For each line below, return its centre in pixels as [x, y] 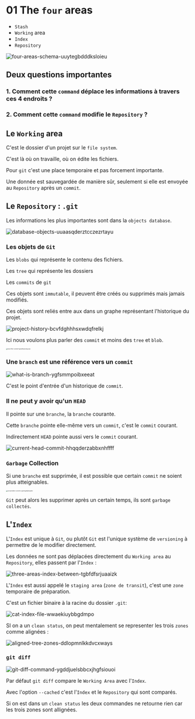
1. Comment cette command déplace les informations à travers [93, 91]
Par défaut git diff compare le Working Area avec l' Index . [76, 681]
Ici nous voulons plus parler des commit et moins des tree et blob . [85, 340]
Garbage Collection [32, 463]
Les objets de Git [31, 246]
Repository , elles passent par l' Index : [51, 562]
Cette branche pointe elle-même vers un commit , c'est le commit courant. [92, 425]
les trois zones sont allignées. [42, 710]
